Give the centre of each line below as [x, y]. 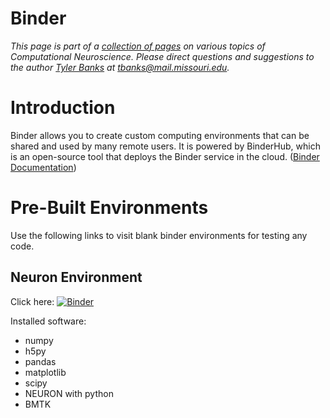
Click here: [32, 301]
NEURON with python [69, 393]
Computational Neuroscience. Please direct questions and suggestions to [162, 56]
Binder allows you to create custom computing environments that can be [160, 135]
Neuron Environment [76, 277]
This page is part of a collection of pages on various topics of [138, 46]
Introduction [63, 108]
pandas [40, 361]
